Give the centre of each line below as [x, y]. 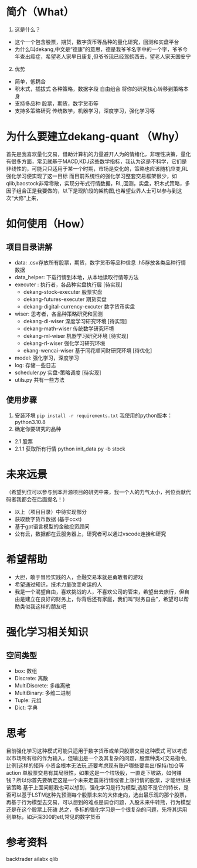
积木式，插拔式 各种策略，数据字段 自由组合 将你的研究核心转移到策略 [99, 89]
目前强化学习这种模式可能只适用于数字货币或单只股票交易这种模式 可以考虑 [97, 751]
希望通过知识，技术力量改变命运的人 [58, 584]
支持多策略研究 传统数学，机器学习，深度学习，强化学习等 [85, 111]
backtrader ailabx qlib [32, 859]
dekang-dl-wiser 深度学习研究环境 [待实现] [75, 321]
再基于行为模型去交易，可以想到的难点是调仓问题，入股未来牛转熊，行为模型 [98, 802]
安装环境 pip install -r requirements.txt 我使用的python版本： [94, 415]
